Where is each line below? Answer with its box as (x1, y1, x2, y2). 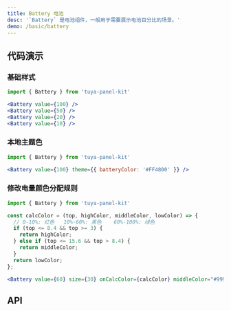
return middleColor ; (19, 244, 78, 251)
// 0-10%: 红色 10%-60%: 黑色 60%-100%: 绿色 (13, 218, 155, 226)
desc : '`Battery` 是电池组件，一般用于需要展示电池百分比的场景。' (7, 17, 181, 23)
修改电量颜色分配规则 (7, 184, 78, 193)
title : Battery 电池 (7, 10, 64, 17)
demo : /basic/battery (7, 23, 69, 30)
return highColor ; (19, 231, 72, 238)
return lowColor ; (13, 257, 63, 264)
